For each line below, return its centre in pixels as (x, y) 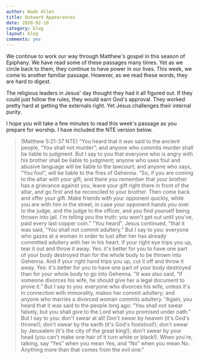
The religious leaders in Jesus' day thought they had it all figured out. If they (99, 93)
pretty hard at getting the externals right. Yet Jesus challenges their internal (99, 106)
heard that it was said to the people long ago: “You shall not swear (102, 306)
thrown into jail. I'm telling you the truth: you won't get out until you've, (107, 217)
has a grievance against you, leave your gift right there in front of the (105, 185)
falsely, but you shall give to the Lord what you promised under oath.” (106, 312)
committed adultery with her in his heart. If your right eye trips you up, (106, 242)
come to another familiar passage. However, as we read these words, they (97, 75)
